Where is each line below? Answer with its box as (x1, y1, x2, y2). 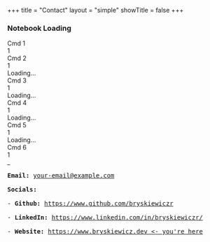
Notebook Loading (7, 23, 72, 33)
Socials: (7, 185, 37, 194)
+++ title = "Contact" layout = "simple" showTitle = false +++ (7, 6, 184, 14)
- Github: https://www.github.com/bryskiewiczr (7, 199, 174, 208)
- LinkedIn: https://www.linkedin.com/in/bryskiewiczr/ (7, 213, 203, 222)
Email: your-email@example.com (7, 171, 115, 180)
